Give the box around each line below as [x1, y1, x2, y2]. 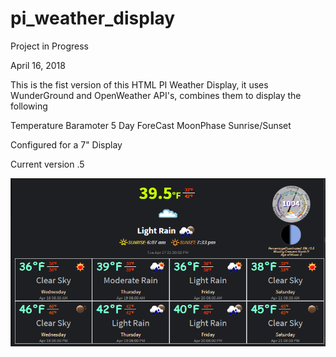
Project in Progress [10, 40, 89, 52]
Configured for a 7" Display [10, 138, 123, 151]
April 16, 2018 [10, 59, 66, 71]
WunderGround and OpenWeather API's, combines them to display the [10, 89, 302, 101]
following [10, 100, 48, 112]
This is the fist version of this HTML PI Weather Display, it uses [10, 78, 269, 91]
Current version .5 [10, 158, 85, 170]
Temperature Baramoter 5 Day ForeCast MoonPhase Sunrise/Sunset [10, 119, 292, 131]
